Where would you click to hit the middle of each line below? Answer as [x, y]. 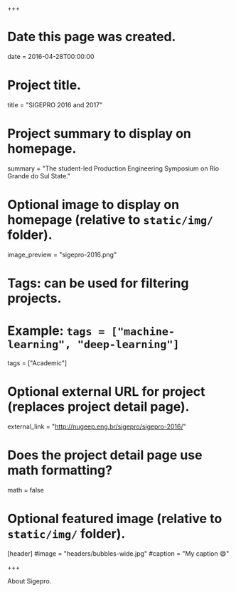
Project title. [44, 85]
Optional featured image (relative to [115, 518]
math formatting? [60, 470]
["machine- [143, 332]
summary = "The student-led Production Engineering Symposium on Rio [113, 168]
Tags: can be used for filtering [98, 283]
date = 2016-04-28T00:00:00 [51, 56]
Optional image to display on [93, 205]
